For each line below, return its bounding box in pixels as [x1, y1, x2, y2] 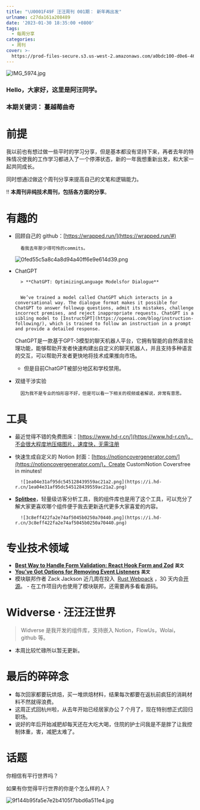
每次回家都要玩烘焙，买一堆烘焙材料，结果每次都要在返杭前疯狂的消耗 [14, 691, 187, 698]
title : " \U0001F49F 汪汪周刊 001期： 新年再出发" [6, 8, 122, 15]
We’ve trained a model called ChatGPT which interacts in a [20, 295, 173, 301]
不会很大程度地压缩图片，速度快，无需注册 [14, 441, 120, 448]
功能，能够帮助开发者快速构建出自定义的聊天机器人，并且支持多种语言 [20, 344, 192, 352]
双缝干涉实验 [14, 377, 46, 385]
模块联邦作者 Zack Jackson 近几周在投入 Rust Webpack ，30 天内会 [14, 575, 184, 583]
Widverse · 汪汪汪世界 [6, 606, 116, 620]
